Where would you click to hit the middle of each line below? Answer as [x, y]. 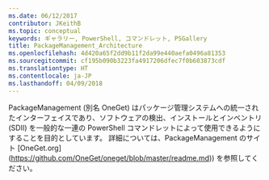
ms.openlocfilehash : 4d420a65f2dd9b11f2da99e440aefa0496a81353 [117, 53]
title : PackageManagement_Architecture [76, 46]
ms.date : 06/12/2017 [43, 16]
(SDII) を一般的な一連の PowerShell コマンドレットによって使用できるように [134, 128]
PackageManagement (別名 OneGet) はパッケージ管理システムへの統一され [134, 107]
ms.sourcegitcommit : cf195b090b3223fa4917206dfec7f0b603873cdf [117, 61]
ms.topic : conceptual [45, 31]
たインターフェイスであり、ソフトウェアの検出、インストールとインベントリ [135, 117]
